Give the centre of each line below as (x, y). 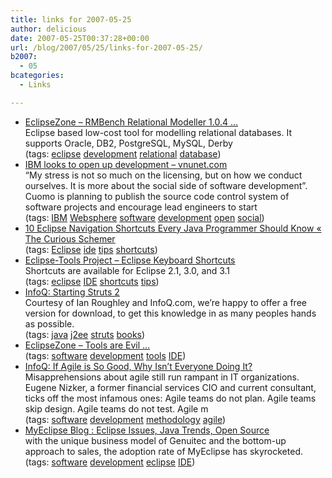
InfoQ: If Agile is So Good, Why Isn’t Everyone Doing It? (138, 366)
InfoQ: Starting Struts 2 (72, 292)
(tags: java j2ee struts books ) (85, 334)
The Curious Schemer (70, 238)
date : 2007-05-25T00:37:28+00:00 (80, 38)
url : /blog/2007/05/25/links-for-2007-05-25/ (106, 47)
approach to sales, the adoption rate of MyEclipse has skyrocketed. (163, 451)
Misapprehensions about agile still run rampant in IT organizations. (162, 377)
